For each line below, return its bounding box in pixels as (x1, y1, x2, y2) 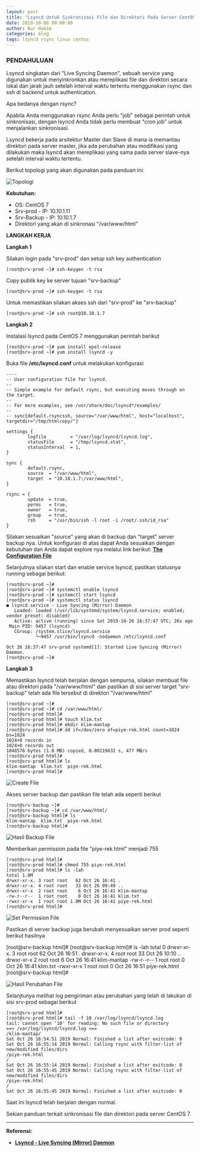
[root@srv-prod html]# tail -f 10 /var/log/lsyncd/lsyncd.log (6, 1015, 164, 1021)
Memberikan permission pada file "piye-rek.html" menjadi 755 (6, 845, 159, 853)
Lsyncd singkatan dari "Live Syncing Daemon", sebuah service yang (6, 70, 174, 77)
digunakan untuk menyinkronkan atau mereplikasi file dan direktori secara (6, 76, 187, 84)
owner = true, (27, 507, 68, 513)
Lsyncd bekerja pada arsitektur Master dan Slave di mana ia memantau (6, 136, 180, 143)
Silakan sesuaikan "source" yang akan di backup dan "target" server (6, 533, 174, 541)
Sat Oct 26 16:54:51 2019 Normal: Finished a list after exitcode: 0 (6, 1036, 183, 1042)
